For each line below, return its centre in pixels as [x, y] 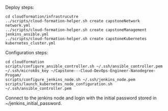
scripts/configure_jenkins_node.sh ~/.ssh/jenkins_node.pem [71, 80]
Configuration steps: [27, 52]
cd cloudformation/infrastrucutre [42, 17]
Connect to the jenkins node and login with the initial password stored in [81, 98]
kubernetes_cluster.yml [31, 43]
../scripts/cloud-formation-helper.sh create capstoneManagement [76, 30]
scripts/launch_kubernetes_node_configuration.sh [59, 84]
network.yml [18, 25]
